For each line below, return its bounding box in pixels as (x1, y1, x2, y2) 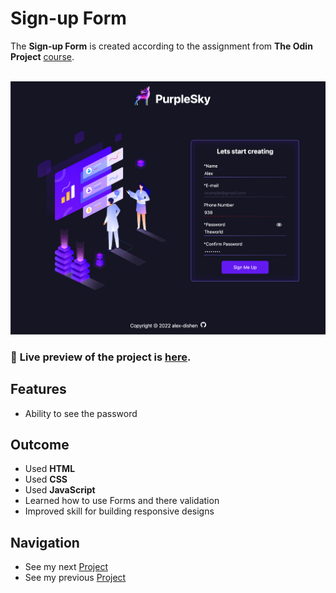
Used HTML (24, 463, 76, 475)
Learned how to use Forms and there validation (24, 495, 220, 507)
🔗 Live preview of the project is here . (10, 350, 192, 364)
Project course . (10, 50, 75, 62)
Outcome (10, 437, 70, 454)
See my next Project (24, 561, 108, 573)
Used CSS (24, 473, 68, 486)
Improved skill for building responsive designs (24, 505, 215, 517)
